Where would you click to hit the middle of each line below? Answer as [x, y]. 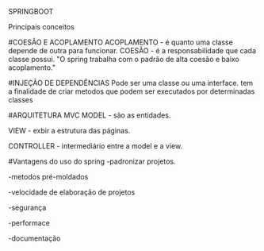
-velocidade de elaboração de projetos [72, 192]
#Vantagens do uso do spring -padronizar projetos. [92, 161]
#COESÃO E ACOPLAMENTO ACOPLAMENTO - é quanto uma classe [121, 42]
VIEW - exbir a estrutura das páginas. [69, 131]
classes [21, 100]
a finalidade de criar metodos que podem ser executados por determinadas [132, 91]
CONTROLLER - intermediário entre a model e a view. [96, 146]
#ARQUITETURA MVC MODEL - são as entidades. [90, 115]
